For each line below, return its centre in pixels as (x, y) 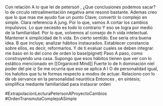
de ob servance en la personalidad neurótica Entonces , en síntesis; (73, 79)
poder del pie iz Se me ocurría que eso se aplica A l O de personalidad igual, (82, 69)
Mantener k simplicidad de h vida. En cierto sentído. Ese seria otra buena (78, 38)
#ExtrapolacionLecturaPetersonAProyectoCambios (56, 93)
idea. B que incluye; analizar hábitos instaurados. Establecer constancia (77, 43)
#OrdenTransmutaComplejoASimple (41, 98)
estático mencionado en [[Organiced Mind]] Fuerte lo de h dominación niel (80, 63)
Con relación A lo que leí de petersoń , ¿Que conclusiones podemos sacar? (80, 7)
